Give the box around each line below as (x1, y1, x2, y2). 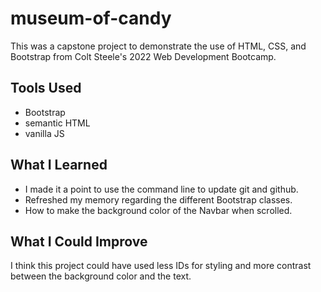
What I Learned (10, 157, 108, 174)
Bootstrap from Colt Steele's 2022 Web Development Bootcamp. (10, 50, 277, 62)
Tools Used (10, 80, 82, 97)
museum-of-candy (10, 7, 172, 30)
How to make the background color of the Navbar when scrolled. (24, 204, 293, 216)
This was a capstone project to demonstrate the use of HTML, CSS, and (10, 40, 307, 52)
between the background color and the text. (10, 270, 192, 282)
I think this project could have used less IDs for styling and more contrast (10, 260, 312, 272)
